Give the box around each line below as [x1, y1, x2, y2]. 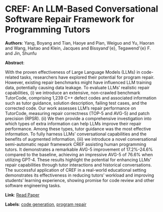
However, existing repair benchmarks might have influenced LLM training [5, 79, 152, 85]
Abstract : [5, 60, 25, 65]
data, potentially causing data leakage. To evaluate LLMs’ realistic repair [5, 84, 150, 90]
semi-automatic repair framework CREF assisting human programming [5, 141, 146, 147]
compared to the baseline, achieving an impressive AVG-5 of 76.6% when [5, 151, 153, 157]
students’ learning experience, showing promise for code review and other [5, 177, 155, 183]
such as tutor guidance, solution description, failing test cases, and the [5, 100, 147, 106]
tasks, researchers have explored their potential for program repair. [20, 74, 155, 80]
